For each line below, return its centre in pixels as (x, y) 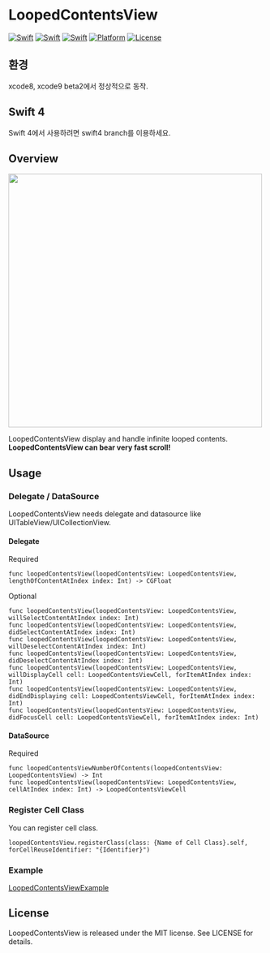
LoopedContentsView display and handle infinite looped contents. (118, 439)
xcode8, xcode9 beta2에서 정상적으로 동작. (78, 86)
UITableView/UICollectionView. (60, 523)
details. (21, 941)
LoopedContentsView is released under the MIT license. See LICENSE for (131, 933)
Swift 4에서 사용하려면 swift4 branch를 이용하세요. (90, 132)
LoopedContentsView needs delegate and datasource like (105, 514)
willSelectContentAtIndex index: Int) (74, 619)
